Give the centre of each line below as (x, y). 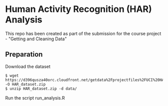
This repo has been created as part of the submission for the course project (83, 33)
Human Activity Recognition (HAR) (79, 9)
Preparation (24, 54)
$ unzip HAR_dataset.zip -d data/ (41, 89)
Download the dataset (28, 66)
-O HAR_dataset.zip (25, 84)
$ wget (12, 76)
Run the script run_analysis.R (35, 98)
